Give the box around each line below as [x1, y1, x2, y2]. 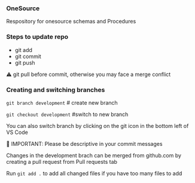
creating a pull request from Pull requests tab [6, 158, 118, 165]
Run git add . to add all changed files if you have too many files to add [6, 169, 182, 177]
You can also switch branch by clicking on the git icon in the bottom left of [6, 122, 189, 129]
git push [14, 59, 35, 66]
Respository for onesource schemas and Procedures [6, 18, 136, 25]
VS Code [6, 129, 28, 136]
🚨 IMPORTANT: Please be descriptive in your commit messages [6, 140, 163, 147]
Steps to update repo [6, 33, 69, 41]
